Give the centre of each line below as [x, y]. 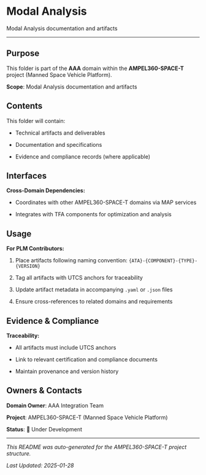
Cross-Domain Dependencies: [46, 190]
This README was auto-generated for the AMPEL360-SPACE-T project [97, 447]
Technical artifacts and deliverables [60, 133]
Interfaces [27, 175]
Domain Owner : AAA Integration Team [55, 405]
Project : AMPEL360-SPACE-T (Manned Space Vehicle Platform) [87, 417]
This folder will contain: [36, 120]
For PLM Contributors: [35, 249]
